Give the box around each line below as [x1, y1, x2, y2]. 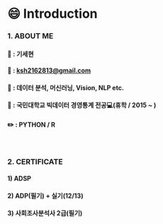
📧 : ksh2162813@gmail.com [7, 66, 91, 75]
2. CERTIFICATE [7, 156, 63, 166]
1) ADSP [7, 174, 32, 183]
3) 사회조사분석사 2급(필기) [7, 209, 83, 218]
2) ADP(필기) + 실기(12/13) [7, 191, 84, 200]
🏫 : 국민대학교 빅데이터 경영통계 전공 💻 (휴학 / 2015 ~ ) [7, 101, 157, 110]
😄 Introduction [7, 6, 98, 22]
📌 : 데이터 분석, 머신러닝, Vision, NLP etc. [7, 83, 124, 92]
